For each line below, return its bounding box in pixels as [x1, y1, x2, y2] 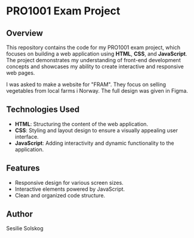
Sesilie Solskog [6, 225, 44, 232]
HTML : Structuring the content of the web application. [14, 120, 148, 127]
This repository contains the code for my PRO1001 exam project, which [6, 44, 181, 51]
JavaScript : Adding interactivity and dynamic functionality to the [14, 139, 174, 147]
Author [6, 209, 33, 219]
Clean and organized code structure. [14, 191, 106, 199]
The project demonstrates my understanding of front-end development [6, 57, 181, 63]
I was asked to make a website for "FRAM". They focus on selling [6, 81, 166, 88]
